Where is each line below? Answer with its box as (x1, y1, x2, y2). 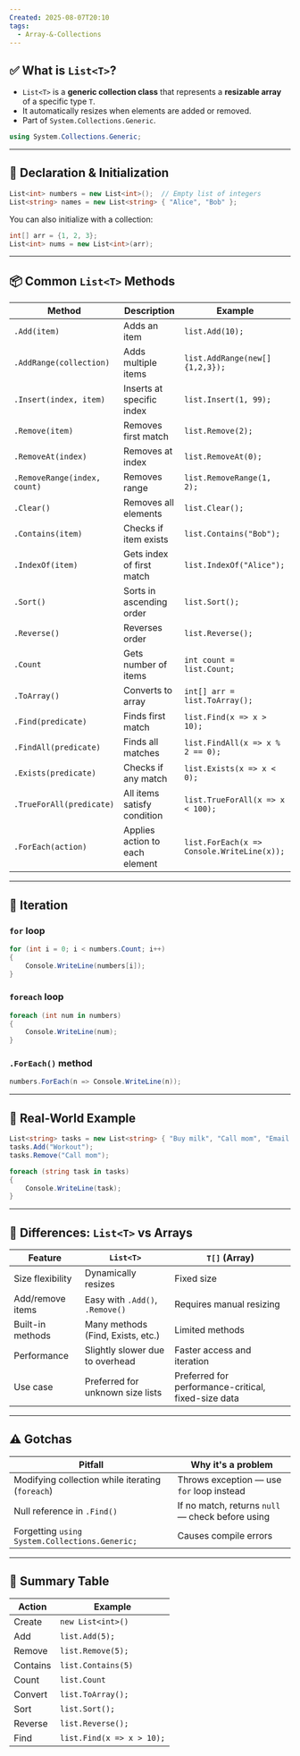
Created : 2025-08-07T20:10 (9, 13, 110, 22)
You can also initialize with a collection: (9, 214, 154, 225)
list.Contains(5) (59, 1660, 134, 1670)
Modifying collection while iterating (13, 1473, 162, 1486)
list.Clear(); (184, 503, 244, 513)
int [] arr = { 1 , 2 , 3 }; (9, 231, 98, 240)
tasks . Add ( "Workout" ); (9, 1142, 94, 1152)
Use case (13, 1381, 54, 1394)
